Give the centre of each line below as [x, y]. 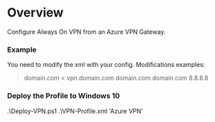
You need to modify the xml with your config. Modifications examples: [106, 65]
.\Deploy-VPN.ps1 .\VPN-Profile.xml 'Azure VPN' [75, 111]
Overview [35, 13]
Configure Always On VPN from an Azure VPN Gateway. [87, 32]
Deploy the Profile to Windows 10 [64, 96]
